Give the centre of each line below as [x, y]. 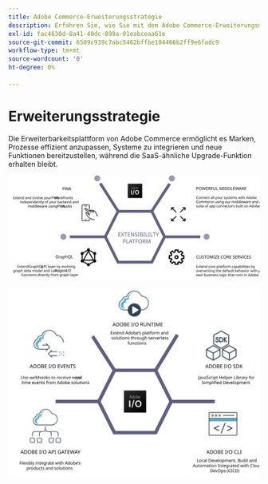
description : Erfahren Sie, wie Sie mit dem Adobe [94, 25]
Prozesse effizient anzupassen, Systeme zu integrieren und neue [115, 147]
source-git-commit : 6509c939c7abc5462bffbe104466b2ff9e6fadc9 [114, 42]
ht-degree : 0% [32, 68]
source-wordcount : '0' [46, 59]
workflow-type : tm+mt [44, 51]
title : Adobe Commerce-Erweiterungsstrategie [85, 17]
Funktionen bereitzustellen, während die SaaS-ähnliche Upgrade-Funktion [130, 155]
